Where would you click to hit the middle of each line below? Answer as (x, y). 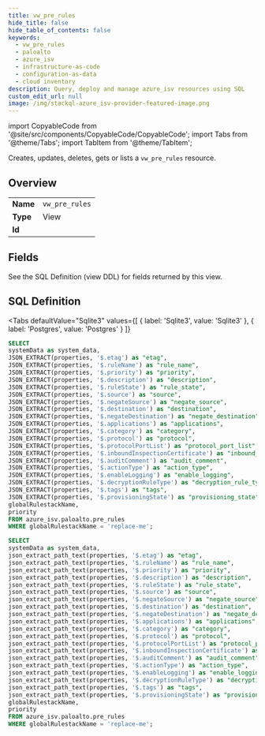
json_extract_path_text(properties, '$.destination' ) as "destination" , (130, 607)
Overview (33, 183)
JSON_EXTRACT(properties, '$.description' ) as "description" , (112, 379)
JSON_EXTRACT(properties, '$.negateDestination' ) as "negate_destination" (134, 417)
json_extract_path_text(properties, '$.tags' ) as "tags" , (105, 687)
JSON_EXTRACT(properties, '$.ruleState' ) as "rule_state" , (107, 387)
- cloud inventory (46, 81)
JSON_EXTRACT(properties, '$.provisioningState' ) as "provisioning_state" (134, 497)
